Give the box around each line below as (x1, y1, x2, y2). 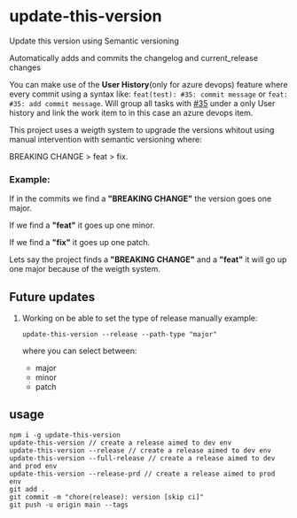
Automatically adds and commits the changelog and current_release (9, 52, 259, 63)
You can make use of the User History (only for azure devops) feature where (9, 79, 288, 89)
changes (9, 62, 42, 73)
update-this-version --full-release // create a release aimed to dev (9, 453, 276, 462)
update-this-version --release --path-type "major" (21, 330, 217, 339)
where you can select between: (21, 345, 137, 356)
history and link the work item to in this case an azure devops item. (9, 107, 254, 118)
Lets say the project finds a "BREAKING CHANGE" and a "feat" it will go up (9, 254, 287, 265)
